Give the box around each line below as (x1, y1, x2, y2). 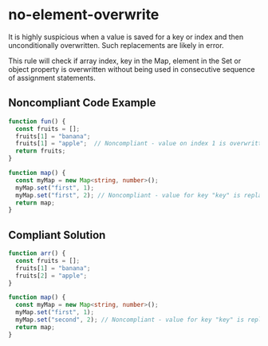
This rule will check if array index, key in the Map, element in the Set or (8, 56, 242, 66)
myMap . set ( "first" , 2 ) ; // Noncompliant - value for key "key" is (15, 191, 241, 199)
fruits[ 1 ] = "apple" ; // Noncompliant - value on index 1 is (15, 140, 227, 148)
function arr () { (8, 249, 66, 257)
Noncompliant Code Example (8, 96, 156, 109)
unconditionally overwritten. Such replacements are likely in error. (8, 40, 225, 50)
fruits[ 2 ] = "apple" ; (15, 272, 88, 280)
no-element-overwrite (8, 6, 160, 24)
